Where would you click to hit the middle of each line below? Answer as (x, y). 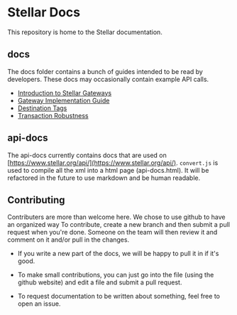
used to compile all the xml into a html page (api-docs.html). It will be (108, 170)
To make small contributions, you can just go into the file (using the (116, 275)
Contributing (36, 200)
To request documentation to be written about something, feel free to (118, 297)
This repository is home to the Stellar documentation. (85, 32)
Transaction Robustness (53, 115)
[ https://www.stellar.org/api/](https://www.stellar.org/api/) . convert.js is (113, 162)
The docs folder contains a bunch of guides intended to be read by (105, 71)
